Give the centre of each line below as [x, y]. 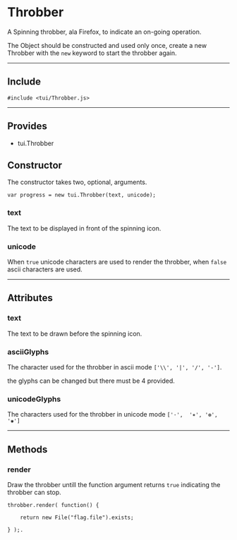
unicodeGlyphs [34, 399]
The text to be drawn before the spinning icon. [75, 333]
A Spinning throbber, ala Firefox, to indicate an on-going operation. [104, 32]
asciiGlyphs [28, 352]
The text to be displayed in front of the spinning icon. [84, 228]
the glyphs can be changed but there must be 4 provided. [91, 381]
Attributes [30, 298]
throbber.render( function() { [53, 505]
